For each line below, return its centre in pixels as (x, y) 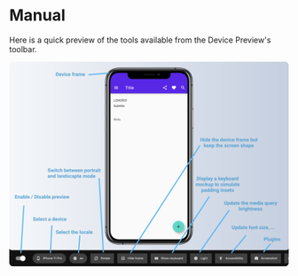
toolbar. (23, 49)
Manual (38, 15)
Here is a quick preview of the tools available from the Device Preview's (140, 40)
